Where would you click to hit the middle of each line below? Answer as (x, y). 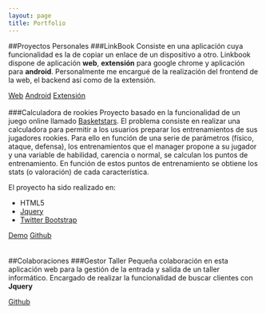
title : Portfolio (37, 23)
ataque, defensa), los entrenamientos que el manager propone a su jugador (133, 146)
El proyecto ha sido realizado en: (62, 187)
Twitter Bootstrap (48, 220)
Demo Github (30, 235)
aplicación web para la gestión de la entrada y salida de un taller (114, 269)
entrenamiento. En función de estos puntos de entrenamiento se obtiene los (133, 163)
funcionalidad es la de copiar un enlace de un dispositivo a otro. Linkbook (130, 54)
